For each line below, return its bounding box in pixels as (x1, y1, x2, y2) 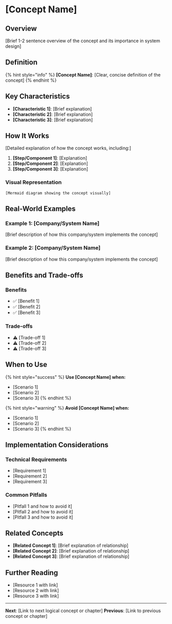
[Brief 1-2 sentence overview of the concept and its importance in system (5, 38, 160, 44)
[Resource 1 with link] (12, 582, 58, 588)
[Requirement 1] (12, 468, 47, 474)
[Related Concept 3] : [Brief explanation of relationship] (12, 554, 130, 560)
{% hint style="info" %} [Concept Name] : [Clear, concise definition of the (5, 71, 161, 78)
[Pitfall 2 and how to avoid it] (12, 508, 73, 515)
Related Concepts (5, 528, 64, 538)
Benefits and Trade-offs (5, 271, 83, 280)
